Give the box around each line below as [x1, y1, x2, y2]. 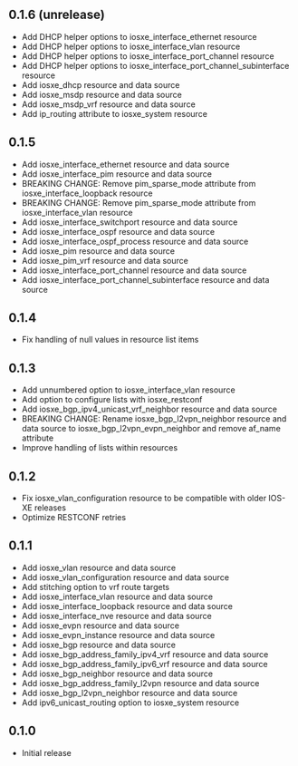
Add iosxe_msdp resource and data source [21, 89, 182, 100]
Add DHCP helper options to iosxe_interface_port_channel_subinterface [21, 60, 290, 71]
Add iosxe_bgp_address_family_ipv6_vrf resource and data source [21, 658, 268, 669]
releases [34, 502, 67, 513]
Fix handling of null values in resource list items [21, 335, 199, 345]
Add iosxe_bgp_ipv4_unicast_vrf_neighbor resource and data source [21, 403, 278, 415]
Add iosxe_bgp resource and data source [21, 639, 176, 650]
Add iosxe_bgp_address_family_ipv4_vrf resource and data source [21, 648, 269, 660]
